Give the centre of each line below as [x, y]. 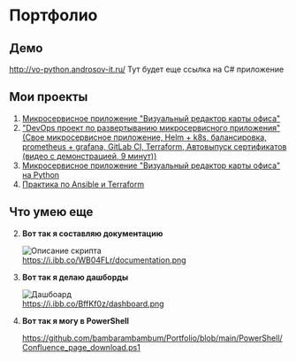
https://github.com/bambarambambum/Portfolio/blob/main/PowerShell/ [152, 338]
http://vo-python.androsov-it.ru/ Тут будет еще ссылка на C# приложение [147, 69]
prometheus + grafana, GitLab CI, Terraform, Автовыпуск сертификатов [154, 146]
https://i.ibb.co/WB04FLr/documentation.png [104, 260]
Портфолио [53, 15]
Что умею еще [51, 212]
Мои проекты [49, 97]
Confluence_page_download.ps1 [81, 347]
